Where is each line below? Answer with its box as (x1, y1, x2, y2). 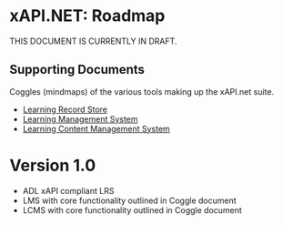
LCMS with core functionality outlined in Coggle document (22, 204, 243, 215)
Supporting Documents (9, 62, 146, 77)
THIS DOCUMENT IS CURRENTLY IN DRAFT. (9, 36, 177, 46)
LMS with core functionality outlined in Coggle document (22, 195, 237, 206)
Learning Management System (22, 113, 138, 124)
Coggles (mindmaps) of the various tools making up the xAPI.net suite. (9, 86, 275, 97)
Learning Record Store (22, 104, 107, 115)
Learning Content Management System (22, 123, 170, 134)
